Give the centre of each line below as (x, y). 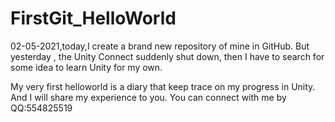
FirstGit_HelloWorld (93, 18)
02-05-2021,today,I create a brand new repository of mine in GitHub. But (160, 46)
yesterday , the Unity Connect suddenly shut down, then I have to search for (167, 56)
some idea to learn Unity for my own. (86, 67)
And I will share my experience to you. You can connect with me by (148, 97)
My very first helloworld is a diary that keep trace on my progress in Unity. (163, 86)
